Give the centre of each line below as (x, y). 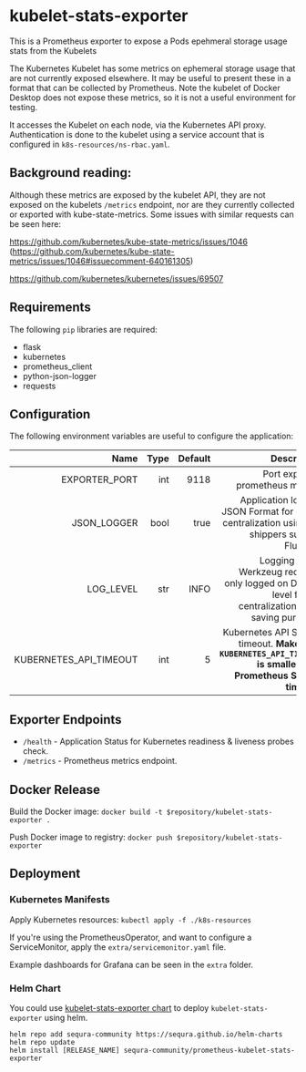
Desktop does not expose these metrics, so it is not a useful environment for (153, 98)
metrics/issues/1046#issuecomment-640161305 (100, 261)
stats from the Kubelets (53, 50)
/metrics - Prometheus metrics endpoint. (100, 761)
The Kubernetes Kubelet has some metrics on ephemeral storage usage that (153, 68)
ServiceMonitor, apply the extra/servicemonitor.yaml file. (118, 947)
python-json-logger (60, 376)
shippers (268, 534)
